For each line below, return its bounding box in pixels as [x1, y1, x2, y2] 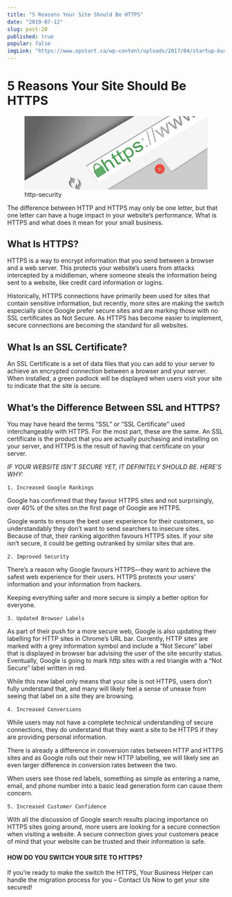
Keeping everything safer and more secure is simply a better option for [7, 593, 209, 601]
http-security [24, 190, 62, 198]
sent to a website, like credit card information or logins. [7, 278, 164, 287]
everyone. [7, 601, 36, 609]
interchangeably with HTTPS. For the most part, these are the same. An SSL [7, 427, 223, 435]
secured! [7, 883, 32, 891]
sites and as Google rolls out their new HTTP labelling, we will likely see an [7, 753, 220, 762]
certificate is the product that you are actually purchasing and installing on [7, 434, 219, 443]
